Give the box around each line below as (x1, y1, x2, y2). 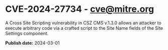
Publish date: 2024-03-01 (5, 40, 60, 46)
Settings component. (5, 30, 49, 36)
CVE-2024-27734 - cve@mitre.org (5, 3, 154, 15)
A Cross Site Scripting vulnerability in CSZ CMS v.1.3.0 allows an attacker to (5, 20, 162, 26)
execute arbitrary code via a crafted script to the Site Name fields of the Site (5, 25, 163, 31)
